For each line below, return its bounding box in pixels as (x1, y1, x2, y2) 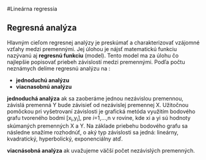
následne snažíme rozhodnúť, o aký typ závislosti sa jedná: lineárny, (7, 128, 179, 136)
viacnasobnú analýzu (15, 83, 72, 90)
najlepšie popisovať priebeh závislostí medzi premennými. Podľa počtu (7, 58, 185, 66)
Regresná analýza (7, 23, 77, 33)
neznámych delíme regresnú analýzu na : (7, 64, 111, 72)
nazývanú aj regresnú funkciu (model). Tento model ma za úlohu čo (7, 52, 179, 59)
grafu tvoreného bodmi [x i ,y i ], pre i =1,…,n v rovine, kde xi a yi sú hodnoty (7, 114, 191, 123)
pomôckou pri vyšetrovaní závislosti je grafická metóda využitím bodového (7, 108, 196, 115)
